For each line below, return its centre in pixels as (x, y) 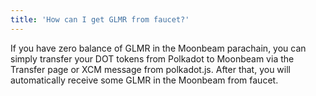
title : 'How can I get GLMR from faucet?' (100, 19)
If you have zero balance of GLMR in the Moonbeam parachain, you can (158, 48)
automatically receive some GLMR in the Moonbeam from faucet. (144, 80)
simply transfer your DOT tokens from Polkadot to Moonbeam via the (152, 58)
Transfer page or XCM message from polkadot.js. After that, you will (150, 69)
